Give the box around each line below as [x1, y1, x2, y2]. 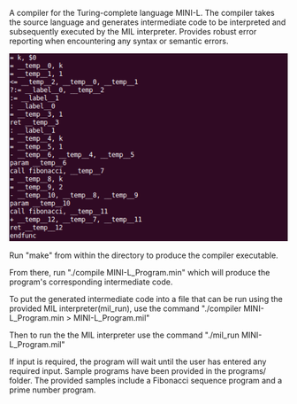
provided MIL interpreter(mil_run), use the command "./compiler [9, 303, 241, 314]
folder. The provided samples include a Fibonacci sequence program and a [9, 376, 283, 386]
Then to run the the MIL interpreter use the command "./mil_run [9, 330, 240, 340]
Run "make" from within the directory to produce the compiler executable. [9, 250, 278, 260]
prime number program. [9, 385, 96, 395]
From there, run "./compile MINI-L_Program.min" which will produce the [9, 268, 270, 278]
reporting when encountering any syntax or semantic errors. [9, 35, 229, 46]
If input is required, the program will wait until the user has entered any [9, 356, 267, 367]
